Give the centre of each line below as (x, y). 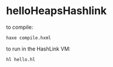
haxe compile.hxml (29, 38)
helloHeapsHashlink (56, 11)
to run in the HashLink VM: (38, 49)
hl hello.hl (21, 59)
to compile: (20, 27)
